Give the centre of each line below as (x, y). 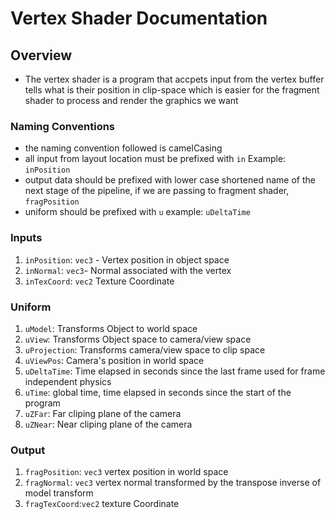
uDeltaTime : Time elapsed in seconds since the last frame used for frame (175, 371)
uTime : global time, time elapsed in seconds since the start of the (158, 392)
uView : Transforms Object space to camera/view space (138, 339)
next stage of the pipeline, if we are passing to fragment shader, (157, 191)
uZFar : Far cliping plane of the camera (103, 413)
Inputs (26, 238)
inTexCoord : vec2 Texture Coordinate (99, 281)
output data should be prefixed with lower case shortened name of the (170, 180)
